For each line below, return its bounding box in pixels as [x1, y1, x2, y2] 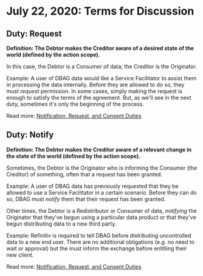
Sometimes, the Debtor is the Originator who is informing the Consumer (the [6, 164, 198, 171]
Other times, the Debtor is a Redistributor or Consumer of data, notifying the [6, 207, 197, 214]
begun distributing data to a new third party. [6, 220, 117, 227]
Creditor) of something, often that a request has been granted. [6, 170, 163, 178]
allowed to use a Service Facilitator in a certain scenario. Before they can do [6, 188, 197, 196]
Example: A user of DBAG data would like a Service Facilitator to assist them [6, 75, 197, 81]
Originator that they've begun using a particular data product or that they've [6, 213, 196, 221]
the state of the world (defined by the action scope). [6, 152, 141, 159]
